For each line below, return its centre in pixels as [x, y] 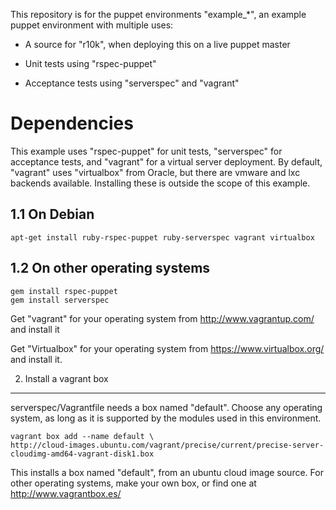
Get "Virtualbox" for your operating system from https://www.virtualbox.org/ [167, 348]
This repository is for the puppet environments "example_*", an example [158, 14]
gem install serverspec [60, 300]
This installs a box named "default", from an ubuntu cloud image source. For [167, 472]
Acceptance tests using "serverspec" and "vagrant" [132, 83]
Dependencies [72, 123]
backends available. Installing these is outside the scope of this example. [160, 183]
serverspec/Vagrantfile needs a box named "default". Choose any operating [166, 407]
